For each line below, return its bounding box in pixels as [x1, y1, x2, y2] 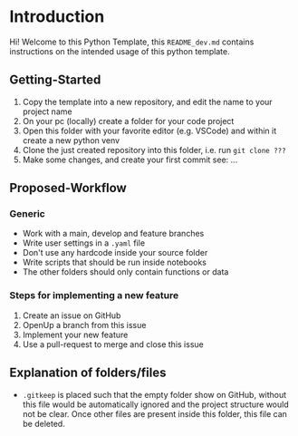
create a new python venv [22, 134, 120, 146]
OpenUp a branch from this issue [22, 319, 147, 330]
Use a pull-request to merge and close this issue [22, 338, 204, 350]
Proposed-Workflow [9, 180, 127, 196]
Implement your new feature [22, 329, 129, 340]
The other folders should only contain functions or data [22, 266, 229, 277]
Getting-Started [9, 73, 101, 88]
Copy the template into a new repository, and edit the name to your [22, 96, 274, 107]
